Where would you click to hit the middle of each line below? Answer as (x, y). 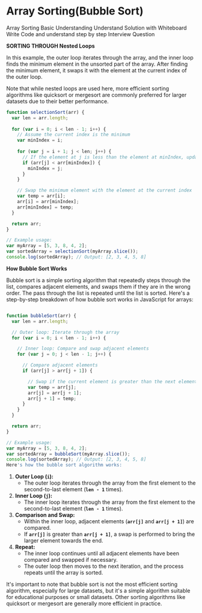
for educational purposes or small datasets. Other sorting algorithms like (96, 597)
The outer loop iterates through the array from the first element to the (110, 483)
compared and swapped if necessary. (71, 560)
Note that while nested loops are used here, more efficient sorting (88, 88)
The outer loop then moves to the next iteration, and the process (104, 566)
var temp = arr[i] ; (41, 196)
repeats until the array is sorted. (63, 573)
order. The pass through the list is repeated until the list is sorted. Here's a (98, 293)
